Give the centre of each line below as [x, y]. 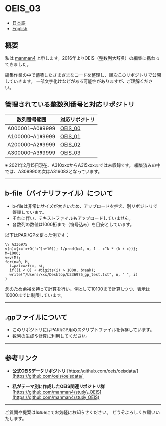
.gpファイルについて [36, 317]
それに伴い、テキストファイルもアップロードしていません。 [73, 218]
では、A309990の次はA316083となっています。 [54, 171]
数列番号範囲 [32, 119]
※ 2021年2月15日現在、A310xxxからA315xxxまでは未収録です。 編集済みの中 [83, 165]
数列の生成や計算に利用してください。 [51, 336]
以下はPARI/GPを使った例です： [38, 235]
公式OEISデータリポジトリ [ [41, 371]
